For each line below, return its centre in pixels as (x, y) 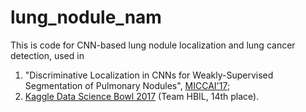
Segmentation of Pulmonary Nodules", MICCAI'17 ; (127, 85)
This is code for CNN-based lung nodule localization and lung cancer (153, 45)
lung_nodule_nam (86, 17)
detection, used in (47, 55)
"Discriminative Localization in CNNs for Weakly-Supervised (149, 75)
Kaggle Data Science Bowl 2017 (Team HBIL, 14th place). (142, 96)
